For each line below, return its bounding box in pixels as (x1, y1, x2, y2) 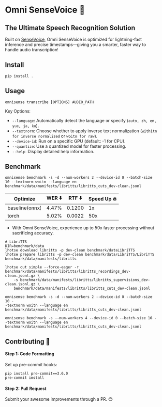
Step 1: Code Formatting (5, 351, 55, 357)
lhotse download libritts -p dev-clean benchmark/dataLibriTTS (5, 248, 135, 253)
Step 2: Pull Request (5, 385, 47, 391)
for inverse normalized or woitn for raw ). (12, 133, 98, 139)
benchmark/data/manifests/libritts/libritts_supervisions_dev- (20, 278, 150, 282)
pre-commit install (5, 376, 44, 380)
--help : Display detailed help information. (12, 148, 95, 154)
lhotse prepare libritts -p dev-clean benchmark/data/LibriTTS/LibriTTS (5, 252, 155, 257)
